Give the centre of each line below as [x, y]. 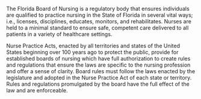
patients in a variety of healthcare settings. [59, 34]
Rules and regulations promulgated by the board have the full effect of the [98, 84]
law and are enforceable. [37, 90]
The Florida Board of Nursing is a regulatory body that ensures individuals [98, 9]
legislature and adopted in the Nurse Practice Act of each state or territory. [99, 78]
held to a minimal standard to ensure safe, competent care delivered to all [97, 28]
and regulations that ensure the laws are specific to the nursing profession [98, 65]
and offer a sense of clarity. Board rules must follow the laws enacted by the [101, 71]
